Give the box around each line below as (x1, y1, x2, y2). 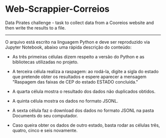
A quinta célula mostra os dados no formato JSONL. (12, 98, 119, 104)
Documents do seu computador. (12, 112, 78, 118)
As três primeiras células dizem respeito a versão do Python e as (12, 54, 145, 59)
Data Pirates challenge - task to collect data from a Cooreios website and (5, 20, 154, 26)
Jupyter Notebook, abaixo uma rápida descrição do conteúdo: (5, 44, 132, 50)
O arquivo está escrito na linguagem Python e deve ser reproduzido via (5, 39, 150, 45)
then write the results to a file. (5, 25, 66, 30)
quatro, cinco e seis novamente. (12, 127, 78, 133)
